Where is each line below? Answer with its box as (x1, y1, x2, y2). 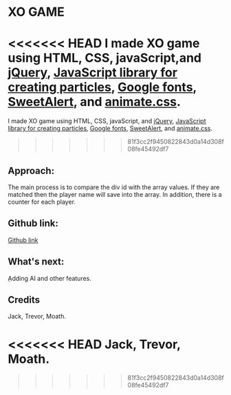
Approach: (8, 164, 54, 176)
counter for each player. (8, 197, 76, 206)
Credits (8, 294, 41, 306)
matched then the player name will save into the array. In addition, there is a (8, 190, 222, 198)
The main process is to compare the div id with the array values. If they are (8, 183, 220, 191)
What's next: (8, 256, 65, 268)
